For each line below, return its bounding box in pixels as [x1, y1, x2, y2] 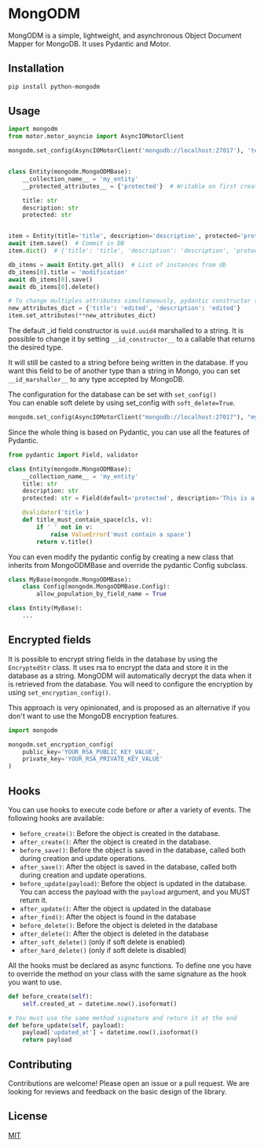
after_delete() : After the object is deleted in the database [19, 929, 209, 938]
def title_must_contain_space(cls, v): [22, 516, 153, 524]
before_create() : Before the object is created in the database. [19, 828, 221, 837]
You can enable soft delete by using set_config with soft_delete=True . [8, 398, 236, 408]
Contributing [8, 1057, 72, 1071]
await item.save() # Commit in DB [8, 240, 125, 247]
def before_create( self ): [8, 992, 93, 1000]
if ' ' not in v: [36, 523, 93, 531]
